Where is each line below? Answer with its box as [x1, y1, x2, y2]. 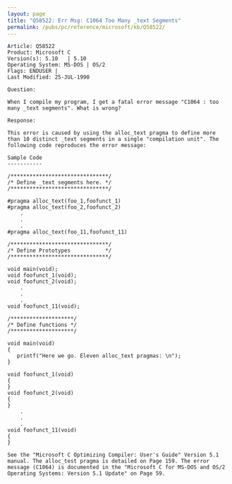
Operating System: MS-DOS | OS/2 [7, 62, 106, 69]
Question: [7, 86, 37, 93]
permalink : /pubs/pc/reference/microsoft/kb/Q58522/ [7, 23, 166, 30]
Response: [7, 117, 37, 125]
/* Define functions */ [7, 321, 78, 329]
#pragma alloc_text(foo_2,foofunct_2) [7, 204, 121, 211]
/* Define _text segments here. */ [7, 179, 112, 186]
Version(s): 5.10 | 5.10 [7, 55, 87, 62]
